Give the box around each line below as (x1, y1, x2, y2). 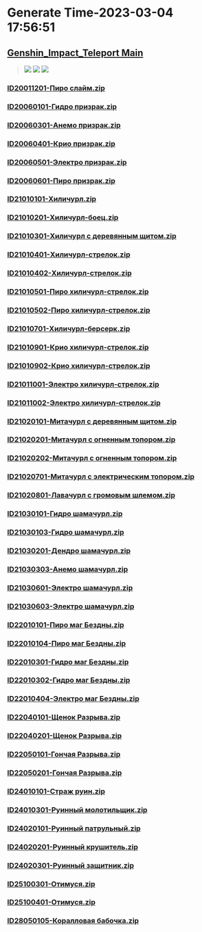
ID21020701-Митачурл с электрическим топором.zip (7, 472, 194, 482)
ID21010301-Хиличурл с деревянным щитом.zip (7, 231, 177, 241)
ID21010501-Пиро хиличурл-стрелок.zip (7, 287, 149, 297)
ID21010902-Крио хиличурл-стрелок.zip (7, 361, 150, 370)
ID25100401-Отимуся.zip (7, 898, 96, 907)
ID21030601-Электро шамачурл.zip (7, 583, 133, 593)
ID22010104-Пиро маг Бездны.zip (7, 638, 126, 648)
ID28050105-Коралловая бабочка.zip (7, 916, 139, 926)
